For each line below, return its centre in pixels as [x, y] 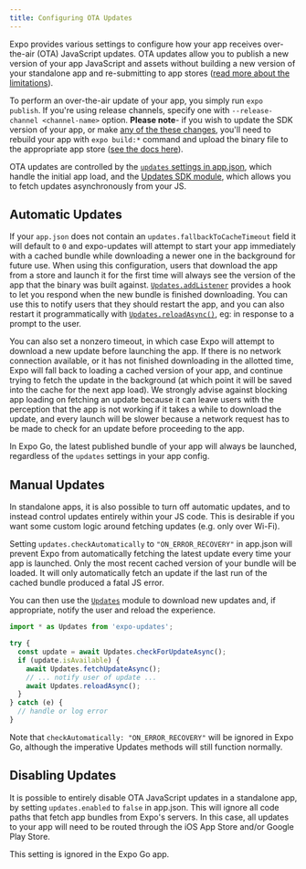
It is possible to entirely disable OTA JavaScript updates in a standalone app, [153, 797]
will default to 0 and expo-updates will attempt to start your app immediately [153, 246]
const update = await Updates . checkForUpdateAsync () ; [122, 652]
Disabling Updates [63, 775]
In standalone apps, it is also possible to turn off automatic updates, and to [150, 507]
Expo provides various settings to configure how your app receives [136, 44]
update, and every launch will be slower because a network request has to [149, 419]
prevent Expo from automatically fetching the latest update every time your [150, 554]
